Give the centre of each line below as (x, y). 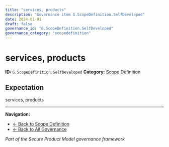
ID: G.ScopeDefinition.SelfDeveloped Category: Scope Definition (73, 72)
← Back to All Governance (39, 129)
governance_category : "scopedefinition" (48, 33)
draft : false (19, 24)
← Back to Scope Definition (41, 124)
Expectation (25, 88)
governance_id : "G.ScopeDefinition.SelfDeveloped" (59, 29)
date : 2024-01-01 (23, 19)
